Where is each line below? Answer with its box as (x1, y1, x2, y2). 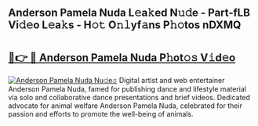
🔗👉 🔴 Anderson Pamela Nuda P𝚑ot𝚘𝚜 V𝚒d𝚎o (8, 51, 236, 64)
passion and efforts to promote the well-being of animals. (8, 110, 194, 118)
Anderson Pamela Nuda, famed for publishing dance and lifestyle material (8, 85, 247, 93)
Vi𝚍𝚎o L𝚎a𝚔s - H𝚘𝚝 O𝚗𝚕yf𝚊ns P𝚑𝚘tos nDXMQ (8, 19, 242, 32)
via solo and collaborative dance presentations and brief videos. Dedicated (8, 93, 251, 102)
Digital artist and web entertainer (118, 76, 225, 85)
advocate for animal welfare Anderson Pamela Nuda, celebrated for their (8, 101, 243, 110)
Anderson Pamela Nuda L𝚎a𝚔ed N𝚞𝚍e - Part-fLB (8, 6, 251, 20)
